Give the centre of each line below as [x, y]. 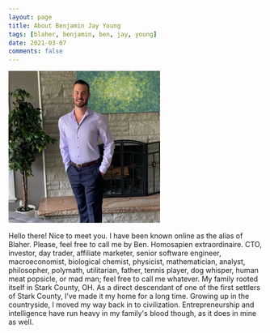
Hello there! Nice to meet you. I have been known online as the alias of [126, 236]
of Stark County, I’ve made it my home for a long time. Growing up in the [129, 297]
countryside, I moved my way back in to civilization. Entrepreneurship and [131, 305]
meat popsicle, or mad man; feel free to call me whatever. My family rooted [133, 279]
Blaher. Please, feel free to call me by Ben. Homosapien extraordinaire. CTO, [135, 245]
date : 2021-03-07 [38, 43]
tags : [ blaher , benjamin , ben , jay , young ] [83, 34]
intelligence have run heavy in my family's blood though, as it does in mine [133, 314]
